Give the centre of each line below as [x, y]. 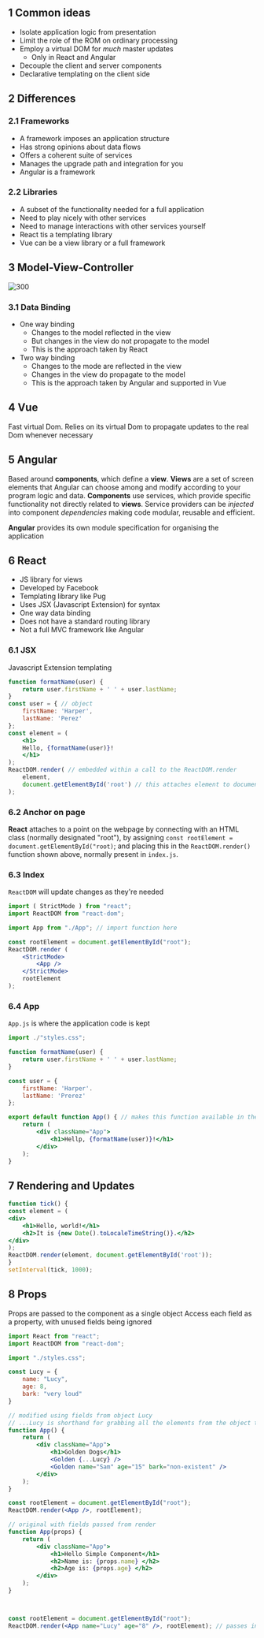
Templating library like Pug [62, 596]
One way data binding [55, 613]
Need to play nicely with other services [83, 218]
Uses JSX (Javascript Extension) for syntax [90, 605]
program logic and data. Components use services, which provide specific [130, 495]
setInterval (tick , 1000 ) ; [50, 1270]
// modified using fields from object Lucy [81, 1415]
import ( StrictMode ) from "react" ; [70, 906]
